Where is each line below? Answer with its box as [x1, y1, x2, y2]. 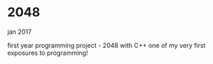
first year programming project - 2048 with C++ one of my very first [7, 41, 206, 49]
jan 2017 [7, 27, 32, 36]
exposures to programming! [7, 49, 88, 57]
